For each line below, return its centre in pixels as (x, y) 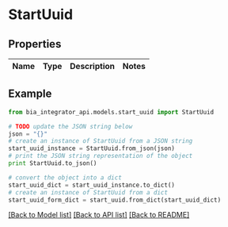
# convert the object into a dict (65, 177)
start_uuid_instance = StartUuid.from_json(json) (92, 148)
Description (92, 66)
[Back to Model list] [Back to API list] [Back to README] (99, 215)
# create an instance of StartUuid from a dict (88, 192)
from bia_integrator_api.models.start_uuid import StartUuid (111, 112)
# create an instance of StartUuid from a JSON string (101, 141)
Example (30, 94)
